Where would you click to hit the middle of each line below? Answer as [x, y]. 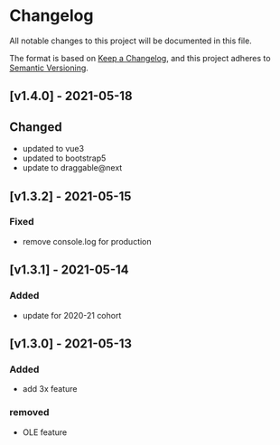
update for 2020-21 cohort [72, 315]
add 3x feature [50, 389]
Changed [36, 127]
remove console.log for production [87, 241]
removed [29, 413]
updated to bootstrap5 [64, 158]
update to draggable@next [72, 168]
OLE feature [45, 432]
